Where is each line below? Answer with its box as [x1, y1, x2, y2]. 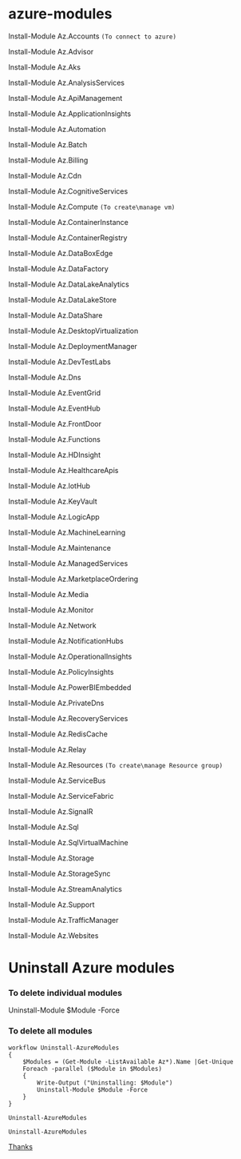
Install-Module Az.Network [8, 620, 97, 630]
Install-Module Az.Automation [8, 124, 106, 134]
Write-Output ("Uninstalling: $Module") [37, 1078, 173, 1087]
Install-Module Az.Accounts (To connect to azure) [8, 31, 177, 41]
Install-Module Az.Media [8, 589, 89, 599]
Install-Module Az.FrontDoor [8, 419, 102, 428]
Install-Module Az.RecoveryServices [8, 713, 128, 723]
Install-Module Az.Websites [8, 930, 99, 940]
